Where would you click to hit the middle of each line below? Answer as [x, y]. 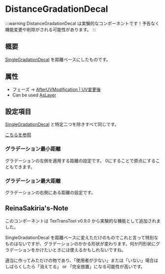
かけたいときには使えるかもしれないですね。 [81, 250]
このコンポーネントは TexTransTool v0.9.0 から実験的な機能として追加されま [83, 221]
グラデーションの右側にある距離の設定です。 [50, 192]
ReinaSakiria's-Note [37, 208]
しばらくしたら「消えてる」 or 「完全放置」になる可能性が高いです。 [75, 266]
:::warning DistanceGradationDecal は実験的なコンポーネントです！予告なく [82, 23]
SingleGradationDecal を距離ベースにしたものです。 [58, 59]
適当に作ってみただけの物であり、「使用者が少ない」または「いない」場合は [82, 260]
